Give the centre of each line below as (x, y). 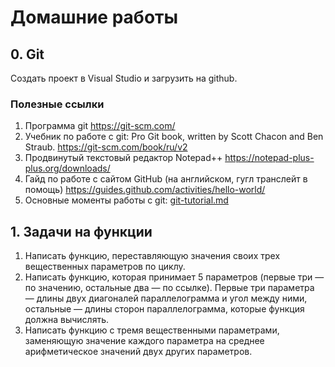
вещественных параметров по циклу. (105, 267)
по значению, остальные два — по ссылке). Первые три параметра (169, 288)
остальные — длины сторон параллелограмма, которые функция (164, 309)
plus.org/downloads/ (67, 168)
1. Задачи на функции (81, 231)
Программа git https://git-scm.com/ (100, 126)
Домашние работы (94, 17)
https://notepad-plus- (269, 158)
